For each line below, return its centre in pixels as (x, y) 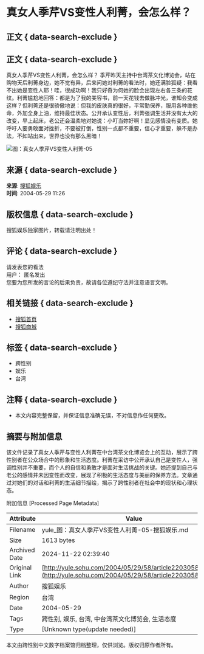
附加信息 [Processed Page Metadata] (53, 503)
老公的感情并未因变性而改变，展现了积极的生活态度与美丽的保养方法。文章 (99, 475)
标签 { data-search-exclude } (62, 348)
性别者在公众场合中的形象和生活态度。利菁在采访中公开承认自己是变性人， (99, 460)
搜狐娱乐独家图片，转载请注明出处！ (52, 230)
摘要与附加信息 (34, 437)
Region (19, 597)
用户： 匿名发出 (26, 274)
